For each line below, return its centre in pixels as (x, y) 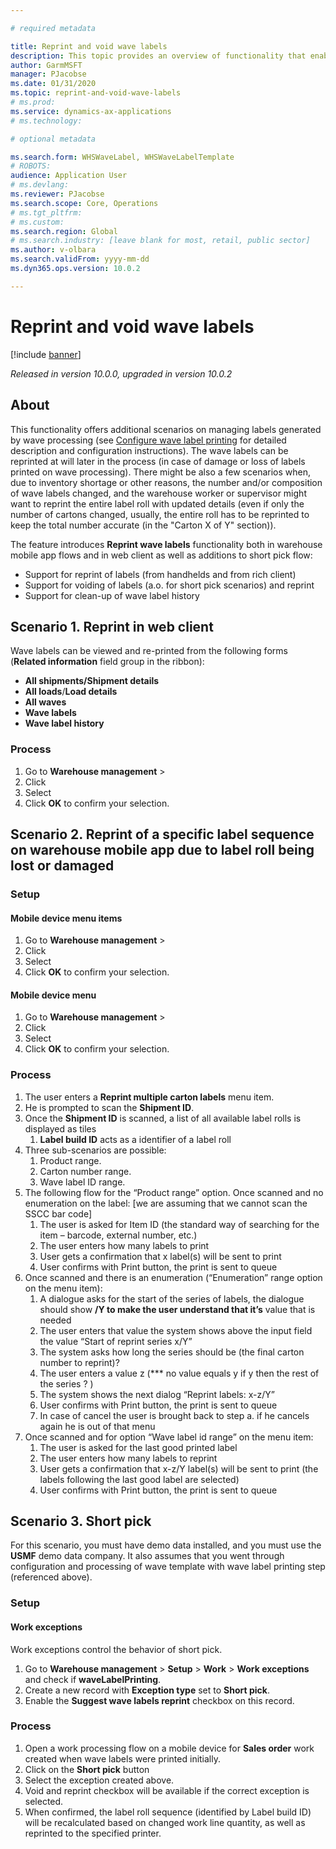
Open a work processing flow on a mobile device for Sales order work (169, 1748)
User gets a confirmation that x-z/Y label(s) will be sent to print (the (179, 1468)
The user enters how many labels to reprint (128, 1458)
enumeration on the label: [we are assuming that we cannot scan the (166, 1203)
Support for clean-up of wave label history (112, 595)
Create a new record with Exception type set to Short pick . (147, 1690)
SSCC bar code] (58, 1213)
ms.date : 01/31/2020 (53, 84)
